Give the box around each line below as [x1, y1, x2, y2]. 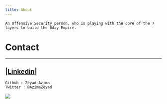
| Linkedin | [5, 67, 37, 76]
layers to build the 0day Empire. [5, 25, 77, 30]
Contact [5, 42, 39, 52]
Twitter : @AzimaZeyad [5, 85, 52, 90]
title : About [5, 7, 32, 12]
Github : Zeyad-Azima [5, 80, 50, 86]
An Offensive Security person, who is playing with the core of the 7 [5, 21, 155, 26]
